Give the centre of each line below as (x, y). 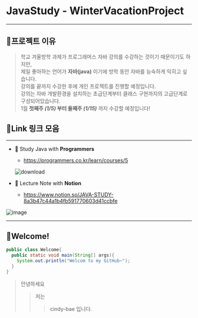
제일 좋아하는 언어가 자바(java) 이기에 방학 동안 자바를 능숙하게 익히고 (101, 71)
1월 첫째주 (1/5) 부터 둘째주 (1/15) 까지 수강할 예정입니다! (85, 108)
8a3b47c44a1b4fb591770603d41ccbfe (70, 201)
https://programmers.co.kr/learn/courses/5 (76, 160)
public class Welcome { (34, 250)
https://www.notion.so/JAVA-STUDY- (68, 194)
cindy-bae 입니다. (71, 309)
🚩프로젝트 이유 (31, 42)
